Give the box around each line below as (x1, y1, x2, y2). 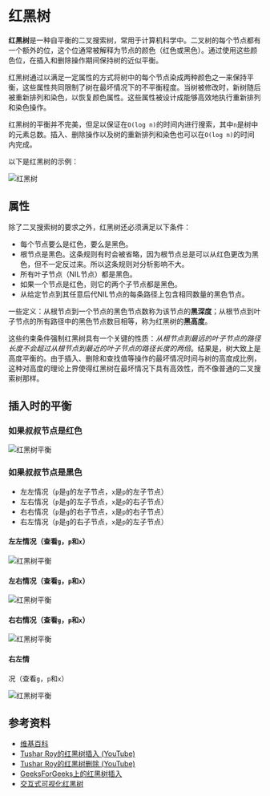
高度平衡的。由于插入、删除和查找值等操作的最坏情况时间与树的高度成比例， (8, 354, 261, 363)
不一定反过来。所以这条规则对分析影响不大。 (41, 259, 189, 269)
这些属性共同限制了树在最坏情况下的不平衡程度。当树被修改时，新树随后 (22, 82, 261, 92)
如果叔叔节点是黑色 (8, 467, 83, 478)
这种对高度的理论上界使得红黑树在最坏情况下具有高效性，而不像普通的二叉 (8, 363, 254, 373)
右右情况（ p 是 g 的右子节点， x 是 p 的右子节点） (19, 507, 168, 516)
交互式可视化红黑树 (19, 779, 84, 789)
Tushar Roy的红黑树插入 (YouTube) (19, 749, 136, 758)
